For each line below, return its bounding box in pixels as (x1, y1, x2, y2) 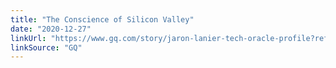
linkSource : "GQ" (10, 42, 83, 53)
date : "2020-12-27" (10, 24, 92, 34)
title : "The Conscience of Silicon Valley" (10, 14, 195, 25)
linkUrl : (10, 33, 47, 43)
